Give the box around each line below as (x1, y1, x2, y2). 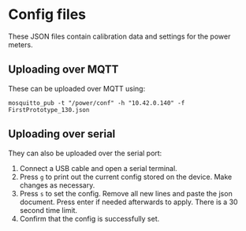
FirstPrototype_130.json (8, 106, 90, 114)
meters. (8, 39, 33, 49)
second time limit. (19, 205, 77, 214)
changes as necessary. (19, 180, 95, 190)
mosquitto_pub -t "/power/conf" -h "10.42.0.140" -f (8, 99, 185, 107)
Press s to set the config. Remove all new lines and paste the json (19, 188, 233, 198)
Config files (8, 6, 87, 24)
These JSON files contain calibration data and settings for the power (8, 32, 231, 41)
